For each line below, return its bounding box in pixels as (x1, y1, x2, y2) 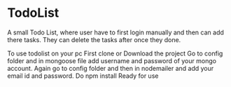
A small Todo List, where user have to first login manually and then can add (7, 28, 224, 36)
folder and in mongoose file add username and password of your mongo (7, 56, 217, 65)
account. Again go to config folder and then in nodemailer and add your (7, 64, 214, 72)
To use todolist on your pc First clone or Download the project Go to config (7, 49, 223, 58)
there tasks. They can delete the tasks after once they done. (7, 35, 181, 43)
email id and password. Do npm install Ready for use (7, 72, 159, 80)
